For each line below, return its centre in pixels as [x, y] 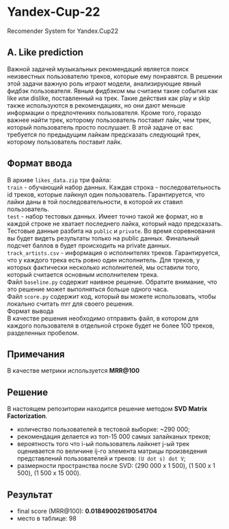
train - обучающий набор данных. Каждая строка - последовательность [114, 187]
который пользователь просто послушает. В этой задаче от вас [100, 127]
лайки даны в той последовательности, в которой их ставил [95, 201]
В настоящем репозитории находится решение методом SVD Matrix [107, 409]
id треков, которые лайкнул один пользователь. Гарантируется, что [106, 194]
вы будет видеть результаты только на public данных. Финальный [103, 238]
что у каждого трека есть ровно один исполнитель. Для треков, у [104, 260]
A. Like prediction [45, 52]
